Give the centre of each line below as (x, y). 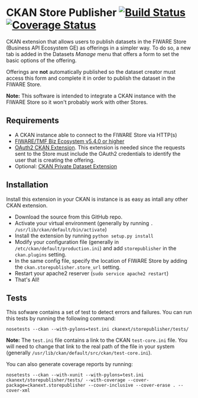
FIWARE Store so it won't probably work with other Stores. (77, 102)
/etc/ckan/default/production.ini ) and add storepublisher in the (95, 248)
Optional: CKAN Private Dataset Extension (66, 166)
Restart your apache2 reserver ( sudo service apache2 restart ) (92, 273)
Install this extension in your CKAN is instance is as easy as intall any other (97, 199)
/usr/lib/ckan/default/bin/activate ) (61, 229)
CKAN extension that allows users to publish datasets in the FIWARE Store (96, 41)
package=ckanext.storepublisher (46, 386)
